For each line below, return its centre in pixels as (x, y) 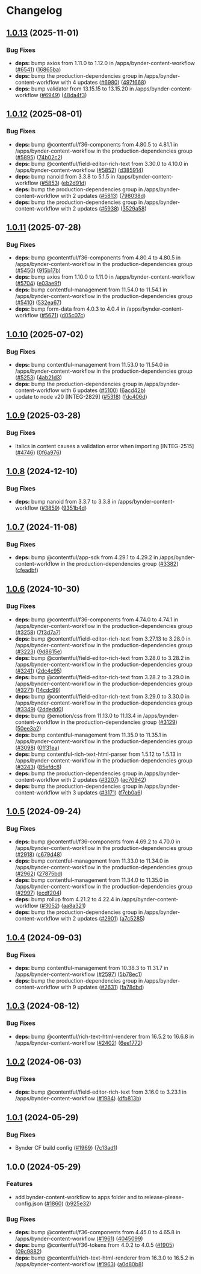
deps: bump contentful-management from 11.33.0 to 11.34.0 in (92, 861)
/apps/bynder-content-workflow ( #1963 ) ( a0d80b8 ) (79, 1264)
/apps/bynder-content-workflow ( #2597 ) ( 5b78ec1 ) (79, 974)
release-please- (164, 1197)
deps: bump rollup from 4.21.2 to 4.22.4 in (67, 899)
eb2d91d (74, 183)
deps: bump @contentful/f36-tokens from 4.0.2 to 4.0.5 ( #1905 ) (94, 1245)
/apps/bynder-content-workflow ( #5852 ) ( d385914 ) (79, 170)
